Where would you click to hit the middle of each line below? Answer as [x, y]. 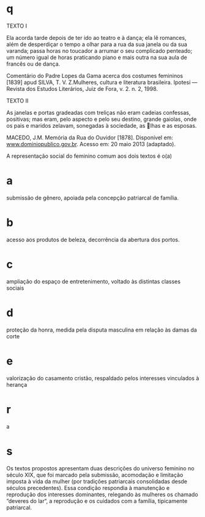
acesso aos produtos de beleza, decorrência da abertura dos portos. [93, 239]
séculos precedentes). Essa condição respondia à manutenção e [88, 488]
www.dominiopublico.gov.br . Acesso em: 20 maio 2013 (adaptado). [91, 144]
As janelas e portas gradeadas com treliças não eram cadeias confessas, [99, 112]
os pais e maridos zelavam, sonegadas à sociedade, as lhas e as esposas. [102, 125]
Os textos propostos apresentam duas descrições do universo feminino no [100, 468]
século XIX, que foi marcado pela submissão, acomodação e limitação [95, 475]
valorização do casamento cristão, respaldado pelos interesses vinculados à [103, 378]
